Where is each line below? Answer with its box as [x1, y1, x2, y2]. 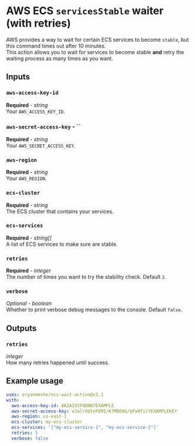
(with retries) [6, 16, 72, 30]
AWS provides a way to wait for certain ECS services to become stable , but [6, 36, 189, 43]
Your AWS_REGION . [6, 175, 47, 182]
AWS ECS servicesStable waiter [6, 4, 164, 18]
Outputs [6, 323, 37, 333]
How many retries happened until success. [6, 359, 110, 366]
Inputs [6, 72, 31, 82]
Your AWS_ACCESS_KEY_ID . [6, 108, 66, 115]
